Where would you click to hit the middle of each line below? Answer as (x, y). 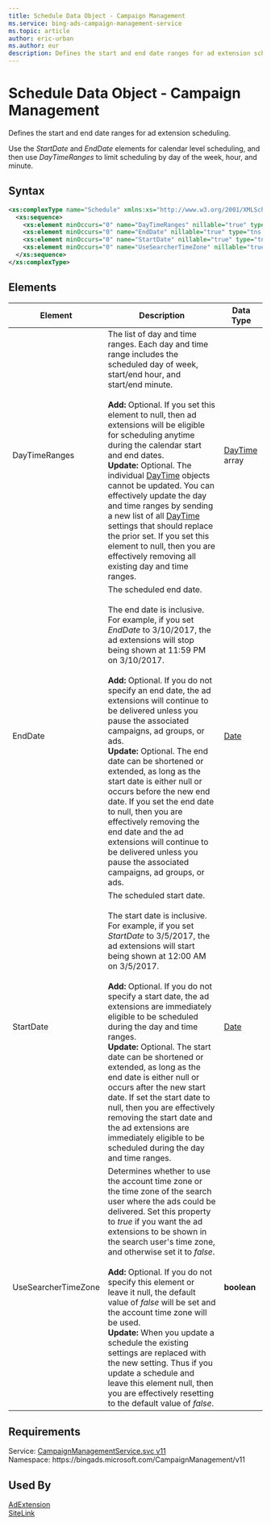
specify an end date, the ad (159, 690)
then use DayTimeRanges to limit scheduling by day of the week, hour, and (133, 157)
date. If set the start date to (159, 1097)
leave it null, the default (152, 1292)
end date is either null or (154, 1077)
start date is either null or (155, 781)
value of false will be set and (162, 1302)
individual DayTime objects (159, 475)
